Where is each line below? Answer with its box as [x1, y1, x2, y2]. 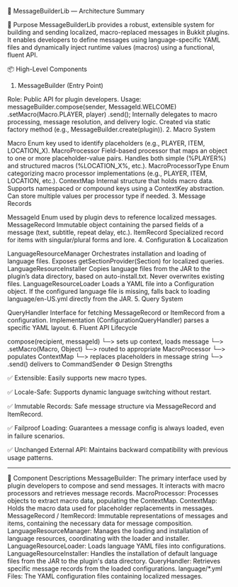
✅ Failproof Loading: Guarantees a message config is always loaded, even [7, 424, 225, 432]
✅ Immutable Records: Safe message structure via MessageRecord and [7, 402, 217, 410]
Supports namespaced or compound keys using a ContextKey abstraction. [7, 185, 225, 192]
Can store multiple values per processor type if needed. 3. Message [7, 192, 206, 200]
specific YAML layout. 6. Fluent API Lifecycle [7, 324, 137, 331]
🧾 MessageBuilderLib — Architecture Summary [7, 7, 145, 15]
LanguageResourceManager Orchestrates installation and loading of [7, 249, 207, 258]
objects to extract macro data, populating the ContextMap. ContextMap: [7, 497, 217, 505]
